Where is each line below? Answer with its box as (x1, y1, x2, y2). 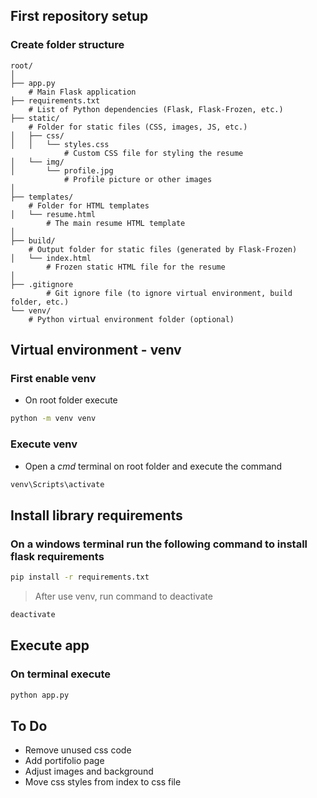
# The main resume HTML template (46, 218, 186, 228)
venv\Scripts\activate (10, 479, 105, 489)
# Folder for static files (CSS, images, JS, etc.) (28, 122, 248, 132)
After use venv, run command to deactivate (34, 590, 213, 602)
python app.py (10, 690, 70, 700)
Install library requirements (10, 507, 183, 524)
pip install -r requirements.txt (10, 572, 150, 583)
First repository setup (10, 8, 149, 25)
